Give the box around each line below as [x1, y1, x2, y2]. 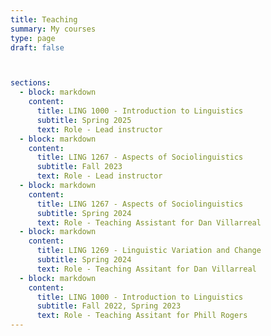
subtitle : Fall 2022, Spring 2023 [36, 301, 182, 311]
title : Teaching [10, 14, 78, 25]
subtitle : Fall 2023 [36, 162, 123, 172]
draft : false [10, 42, 65, 53]
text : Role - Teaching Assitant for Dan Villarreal [36, 264, 257, 274]
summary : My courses [10, 24, 97, 34]
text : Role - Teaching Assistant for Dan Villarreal [36, 217, 262, 228]
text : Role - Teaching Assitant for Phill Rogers [36, 311, 248, 321]
